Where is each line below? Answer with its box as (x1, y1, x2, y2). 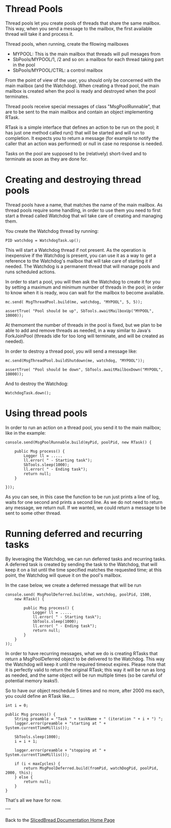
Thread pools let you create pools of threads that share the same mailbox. (5, 20, 161, 26)
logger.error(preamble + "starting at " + (14, 721, 106, 726)
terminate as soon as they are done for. (5, 156, 88, 162)
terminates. (5, 93, 29, 99)
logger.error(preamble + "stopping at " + (14, 748, 106, 753)
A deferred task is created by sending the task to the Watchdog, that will (5, 561, 157, 567)
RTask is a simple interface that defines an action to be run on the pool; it (5, 124, 159, 130)
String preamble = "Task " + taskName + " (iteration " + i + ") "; (14, 716, 163, 721)
